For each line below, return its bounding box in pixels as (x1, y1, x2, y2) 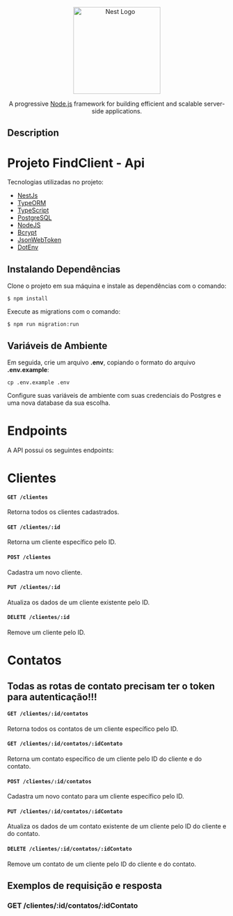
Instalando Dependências (7, 263, 121, 275)
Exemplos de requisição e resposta (7, 880, 162, 892)
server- (204, 99, 225, 108)
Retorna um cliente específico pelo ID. (7, 538, 116, 546)
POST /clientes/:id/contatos (7, 778, 92, 785)
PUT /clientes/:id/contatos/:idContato (7, 807, 123, 815)
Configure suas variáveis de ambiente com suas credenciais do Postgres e (7, 391, 221, 399)
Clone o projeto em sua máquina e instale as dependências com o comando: (7, 282, 227, 290)
